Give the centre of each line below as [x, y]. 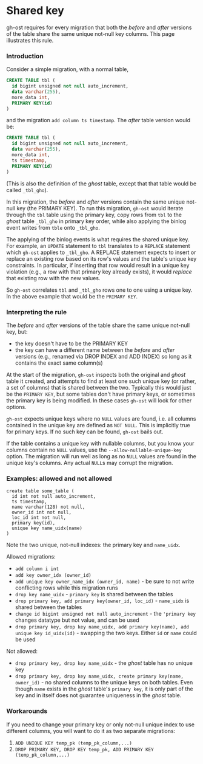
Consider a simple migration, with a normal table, [68, 69]
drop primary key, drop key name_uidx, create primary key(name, [99, 676]
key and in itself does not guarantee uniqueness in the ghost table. [98, 695]
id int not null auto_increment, [54, 497]
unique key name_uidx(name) [47, 528]
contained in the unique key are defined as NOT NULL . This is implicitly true [98, 425]
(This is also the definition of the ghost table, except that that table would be [101, 184]
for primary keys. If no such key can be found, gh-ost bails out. [85, 432]
